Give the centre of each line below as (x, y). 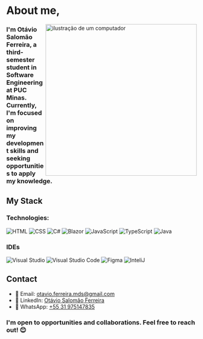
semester (21, 60)
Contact (22, 279)
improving (22, 128)
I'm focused (24, 113)
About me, (33, 11)
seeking (18, 158)
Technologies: (28, 218)
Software (20, 75)
